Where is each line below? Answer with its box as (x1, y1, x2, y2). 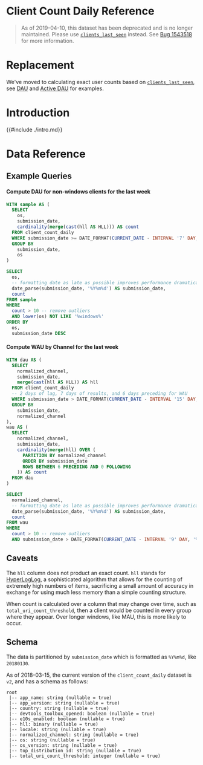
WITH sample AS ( (6, 201, 50, 207)
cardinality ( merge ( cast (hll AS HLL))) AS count (17, 224, 139, 230)
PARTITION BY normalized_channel (22, 452, 107, 458)
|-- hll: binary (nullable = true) (8, 721, 98, 727)
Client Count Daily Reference (6, 4, 155, 18)
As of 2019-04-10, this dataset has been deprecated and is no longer (21, 24, 193, 31)
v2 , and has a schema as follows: (6, 677, 89, 685)
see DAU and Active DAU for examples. (6, 85, 104, 92)
